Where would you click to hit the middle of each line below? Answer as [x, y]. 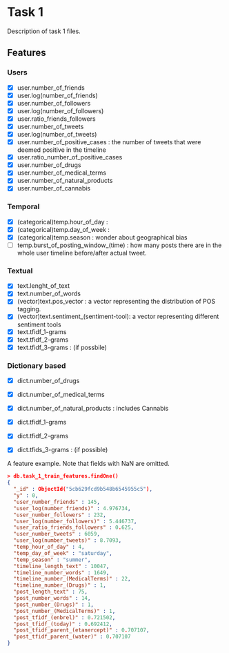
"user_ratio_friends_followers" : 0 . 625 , [74, 528]
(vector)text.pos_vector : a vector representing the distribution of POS [116, 302]
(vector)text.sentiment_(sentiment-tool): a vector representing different [118, 316]
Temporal [23, 206]
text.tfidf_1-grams [42, 331]
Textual [20, 271]
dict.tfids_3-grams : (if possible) [62, 450]
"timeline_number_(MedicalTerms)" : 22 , [72, 579]
